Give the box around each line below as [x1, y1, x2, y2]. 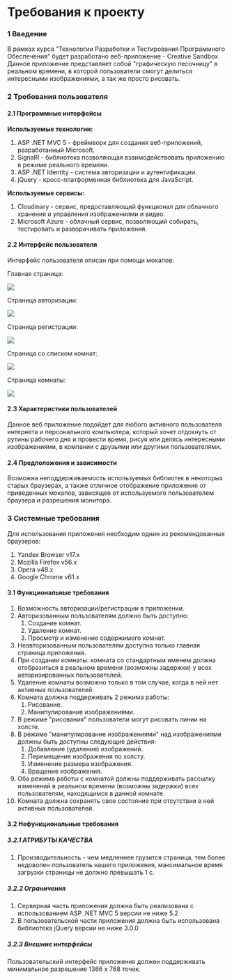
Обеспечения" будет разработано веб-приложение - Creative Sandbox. [7, 52, 221, 61]
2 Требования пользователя [7, 92, 108, 102]
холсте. [17, 722, 40, 730]
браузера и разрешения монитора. [7, 496, 112, 505]
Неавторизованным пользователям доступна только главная [17, 641, 201, 649]
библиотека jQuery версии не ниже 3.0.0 [17, 924, 139, 933]
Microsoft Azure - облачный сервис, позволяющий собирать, [17, 217, 199, 225]
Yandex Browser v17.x [17, 550, 80, 558]
